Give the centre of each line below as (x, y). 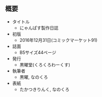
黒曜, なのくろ (34, 77)
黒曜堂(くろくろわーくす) (45, 65)
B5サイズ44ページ (38, 52)
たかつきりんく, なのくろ (44, 89)
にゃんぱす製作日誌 (39, 28)
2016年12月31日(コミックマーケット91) (58, 40)
